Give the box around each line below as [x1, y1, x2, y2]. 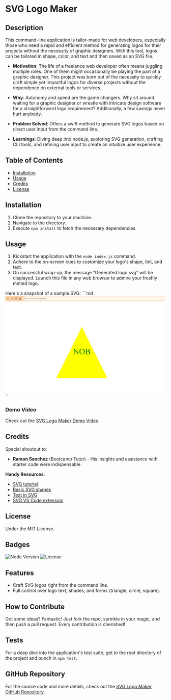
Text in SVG [12, 491, 38, 498]
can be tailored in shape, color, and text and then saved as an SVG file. [5, 53, 154, 59]
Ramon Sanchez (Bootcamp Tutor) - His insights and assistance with [12, 456, 158, 462]
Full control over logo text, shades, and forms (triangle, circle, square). [12, 587, 160, 594]
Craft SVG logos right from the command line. [12, 582, 108, 588]
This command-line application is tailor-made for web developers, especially [5, 37, 166, 43]
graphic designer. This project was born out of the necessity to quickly [12, 74, 161, 80]
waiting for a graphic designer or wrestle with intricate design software [12, 100, 162, 106]
